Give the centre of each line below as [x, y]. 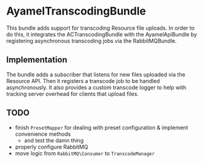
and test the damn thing [54, 140]
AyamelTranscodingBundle [76, 11]
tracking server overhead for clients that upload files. [73, 94]
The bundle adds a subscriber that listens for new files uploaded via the [96, 75]
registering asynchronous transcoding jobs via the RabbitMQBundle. [92, 41]
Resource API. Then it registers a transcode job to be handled [83, 81]
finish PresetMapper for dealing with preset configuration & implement [101, 127]
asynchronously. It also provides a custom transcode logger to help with [96, 87]
